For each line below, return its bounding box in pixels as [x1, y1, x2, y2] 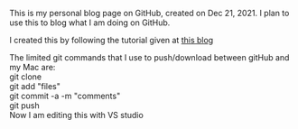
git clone [9, 71, 42, 82]
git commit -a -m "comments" [9, 90, 121, 101]
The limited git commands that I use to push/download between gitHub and [9, 52, 290, 62]
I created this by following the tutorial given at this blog [9, 35, 214, 45]
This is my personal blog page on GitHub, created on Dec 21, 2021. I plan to [9, 8, 290, 18]
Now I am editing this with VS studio [9, 110, 144, 120]
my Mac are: [9, 62, 56, 72]
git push [9, 100, 41, 111]
